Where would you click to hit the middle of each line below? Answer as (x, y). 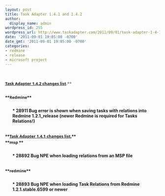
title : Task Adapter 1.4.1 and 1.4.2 (44, 14)
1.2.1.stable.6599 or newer (40, 190)
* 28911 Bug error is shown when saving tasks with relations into (79, 111)
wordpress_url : (21, 32)
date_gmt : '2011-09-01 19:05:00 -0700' (46, 42)
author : (13, 19)
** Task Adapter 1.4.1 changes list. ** (41, 136)
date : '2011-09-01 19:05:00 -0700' (41, 37)
